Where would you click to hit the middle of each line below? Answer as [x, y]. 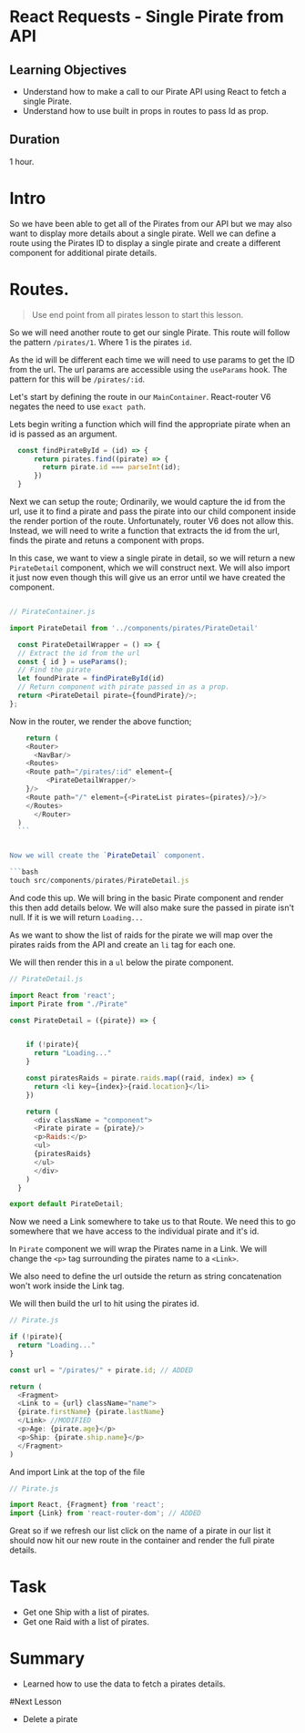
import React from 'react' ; [63, 995]
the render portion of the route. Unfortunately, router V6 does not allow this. [152, 521]
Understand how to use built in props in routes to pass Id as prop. [145, 111]
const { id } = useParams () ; [73, 661]
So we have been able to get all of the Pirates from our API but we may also [151, 223]
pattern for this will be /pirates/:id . [77, 379]
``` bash [24, 872]
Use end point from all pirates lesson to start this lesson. [137, 314]
